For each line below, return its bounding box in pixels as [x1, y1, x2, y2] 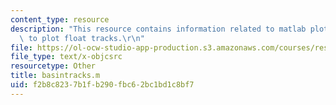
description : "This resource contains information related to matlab [10, 24, 307, 34]
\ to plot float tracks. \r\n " [19, 33, 145, 43]
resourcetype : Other [10, 61, 97, 71]
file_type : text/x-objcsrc [10, 52, 123, 62]
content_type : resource [10, 14, 110, 25]
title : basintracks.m [10, 71, 101, 81]
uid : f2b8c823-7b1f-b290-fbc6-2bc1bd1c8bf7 [10, 80, 195, 90]
